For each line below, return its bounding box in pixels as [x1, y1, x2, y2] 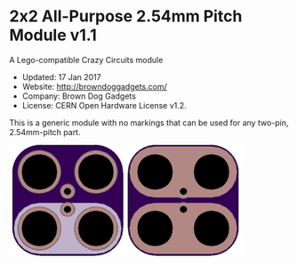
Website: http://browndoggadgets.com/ [21, 81, 167, 92]
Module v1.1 [9, 25, 97, 45]
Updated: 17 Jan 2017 [21, 71, 101, 82]
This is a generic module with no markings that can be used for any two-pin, [9, 117, 289, 128]
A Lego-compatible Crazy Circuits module [9, 54, 164, 65]
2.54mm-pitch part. [9, 126, 81, 137]
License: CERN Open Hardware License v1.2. [21, 100, 187, 110]
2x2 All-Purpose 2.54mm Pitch [9, 6, 243, 27]
